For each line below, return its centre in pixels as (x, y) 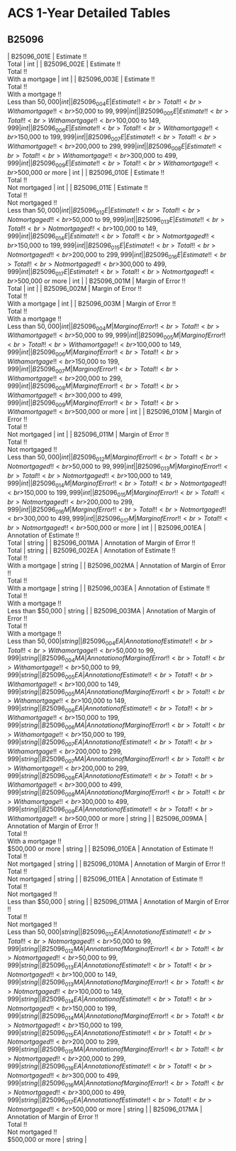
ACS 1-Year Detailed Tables (89, 13)
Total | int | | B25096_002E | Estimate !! (64, 64)
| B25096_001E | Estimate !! (47, 56)
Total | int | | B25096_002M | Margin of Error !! (74, 288)
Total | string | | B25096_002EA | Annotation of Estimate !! (91, 551)
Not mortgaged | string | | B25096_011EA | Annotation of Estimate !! (105, 879)
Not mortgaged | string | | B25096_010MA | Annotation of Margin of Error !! (116, 864)
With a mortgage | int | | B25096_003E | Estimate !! (81, 79)
